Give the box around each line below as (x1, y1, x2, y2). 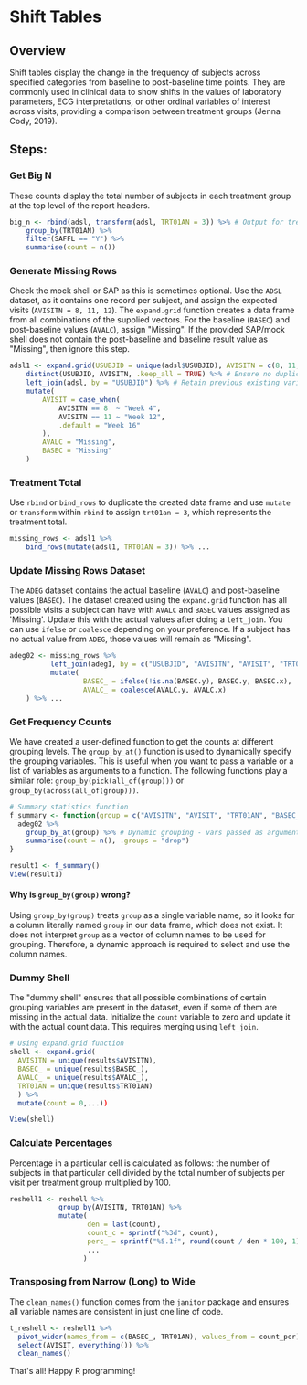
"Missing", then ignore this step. (9, 344, 131, 354)
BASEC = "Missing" (42, 446, 112, 456)
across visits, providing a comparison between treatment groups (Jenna (9, 106, 281, 116)
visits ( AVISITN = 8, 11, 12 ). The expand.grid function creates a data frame (9, 304, 295, 316)
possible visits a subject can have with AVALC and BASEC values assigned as (9, 605, 291, 616)
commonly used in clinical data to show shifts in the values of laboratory (9, 87, 281, 97)
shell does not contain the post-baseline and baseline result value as (9, 333, 268, 344)
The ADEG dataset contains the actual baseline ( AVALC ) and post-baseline (9, 585, 281, 596)
